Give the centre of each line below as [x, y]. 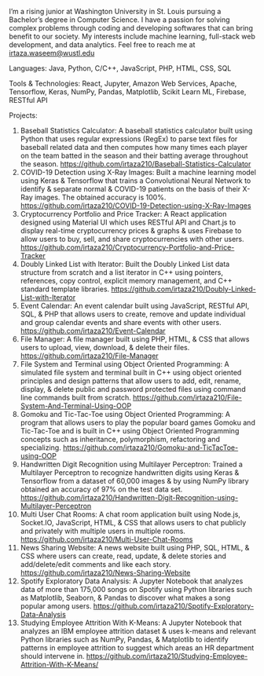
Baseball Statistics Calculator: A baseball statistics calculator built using [136, 130]
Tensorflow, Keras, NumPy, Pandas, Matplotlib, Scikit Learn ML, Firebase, [128, 92]
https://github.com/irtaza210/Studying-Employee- [167, 656]
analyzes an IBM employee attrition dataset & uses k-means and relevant [138, 631]
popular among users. [56, 606]
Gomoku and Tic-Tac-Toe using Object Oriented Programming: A [125, 414]
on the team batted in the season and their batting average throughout [134, 155]
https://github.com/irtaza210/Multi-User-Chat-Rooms [106, 539]
